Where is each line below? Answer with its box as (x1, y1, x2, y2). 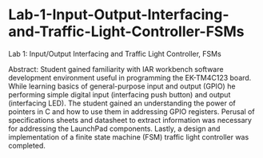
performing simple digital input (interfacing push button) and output (8, 89, 231, 99)
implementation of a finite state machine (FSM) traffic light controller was (8, 132, 249, 141)
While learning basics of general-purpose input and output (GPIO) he (8, 81, 236, 91)
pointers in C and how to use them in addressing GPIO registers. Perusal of (8, 106, 255, 117)
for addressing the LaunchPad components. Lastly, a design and (8, 124, 221, 133)
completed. (8, 140, 46, 150)
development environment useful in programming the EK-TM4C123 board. (8, 73, 252, 82)
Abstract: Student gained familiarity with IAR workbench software (8, 64, 224, 73)
